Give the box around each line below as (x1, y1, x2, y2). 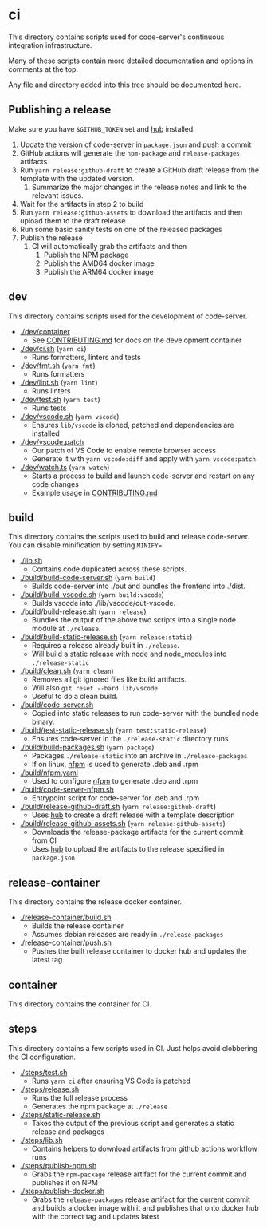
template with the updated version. (19, 173, 135, 183)
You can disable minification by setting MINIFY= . (8, 540, 165, 550)
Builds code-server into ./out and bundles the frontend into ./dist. (31, 581, 245, 591)
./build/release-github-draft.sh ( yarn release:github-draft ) (19, 802, 217, 812)
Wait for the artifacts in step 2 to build (19, 199, 144, 208)
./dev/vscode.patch (19, 437, 84, 446)
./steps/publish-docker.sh (19, 1186, 105, 1195)
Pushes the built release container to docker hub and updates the (31, 946, 247, 956)
